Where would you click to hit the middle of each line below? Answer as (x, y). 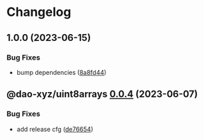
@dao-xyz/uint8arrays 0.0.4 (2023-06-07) (102, 94)
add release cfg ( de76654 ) (55, 129)
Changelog (39, 12)
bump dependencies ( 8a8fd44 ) (61, 72)
